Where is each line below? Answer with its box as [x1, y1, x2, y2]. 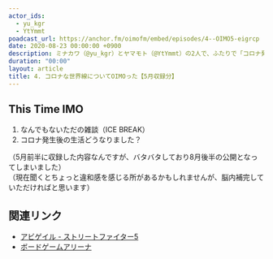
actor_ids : [8, 11, 45, 20]
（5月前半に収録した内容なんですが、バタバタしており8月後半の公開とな [8, 152, 251, 162]
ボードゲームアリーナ [19, 242, 92, 252]
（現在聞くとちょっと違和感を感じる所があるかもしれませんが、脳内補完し [8, 172, 258, 183]
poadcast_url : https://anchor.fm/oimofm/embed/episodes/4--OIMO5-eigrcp [8, 34, 260, 43]
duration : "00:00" [8, 58, 71, 66]
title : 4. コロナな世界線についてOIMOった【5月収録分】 [8, 72, 178, 80]
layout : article [8, 65, 63, 73]
